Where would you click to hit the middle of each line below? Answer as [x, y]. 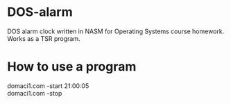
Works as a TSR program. [44, 38]
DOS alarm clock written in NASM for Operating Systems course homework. [116, 31]
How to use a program [72, 67]
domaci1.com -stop [35, 93]
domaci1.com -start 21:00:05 [48, 86]
